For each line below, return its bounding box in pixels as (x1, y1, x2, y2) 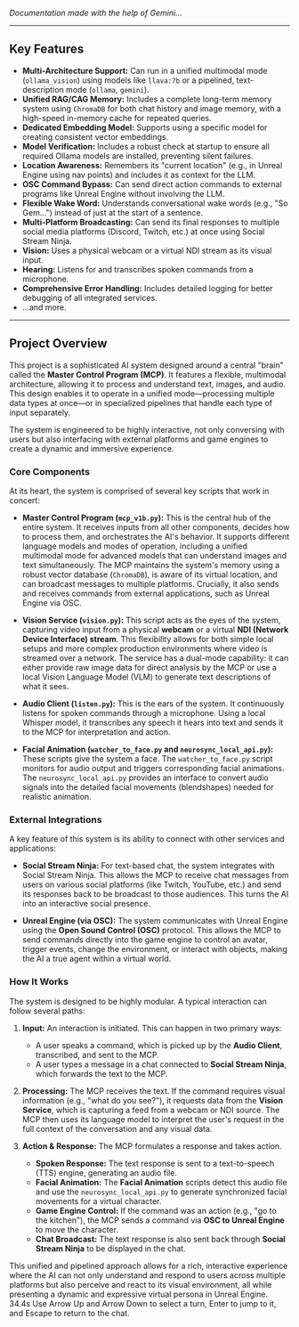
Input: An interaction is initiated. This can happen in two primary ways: (21, 1022, 282, 1033)
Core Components (9, 465, 91, 477)
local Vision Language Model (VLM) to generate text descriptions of (21, 672, 271, 682)
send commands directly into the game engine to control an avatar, (21, 934, 269, 945)
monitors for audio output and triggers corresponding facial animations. (21, 762, 285, 773)
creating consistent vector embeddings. (21, 131, 169, 142)
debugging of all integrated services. (21, 292, 158, 303)
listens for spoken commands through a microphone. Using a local (21, 707, 266, 718)
